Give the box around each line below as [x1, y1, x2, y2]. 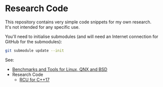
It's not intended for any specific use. [5, 24, 80, 30]
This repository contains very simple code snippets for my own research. [5, 19, 152, 25]
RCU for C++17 [19, 76, 50, 83]
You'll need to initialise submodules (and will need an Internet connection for [5, 34, 159, 39]
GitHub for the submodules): [5, 38, 62, 44]
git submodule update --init [5, 48, 64, 53]
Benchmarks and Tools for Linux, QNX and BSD [12, 66, 108, 72]
